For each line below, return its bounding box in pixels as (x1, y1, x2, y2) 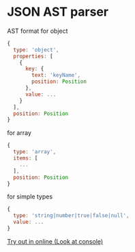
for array (7, 129, 32, 137)
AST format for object (7, 27, 68, 35)
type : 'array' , (13, 149, 57, 155)
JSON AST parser (7, 4, 109, 20)
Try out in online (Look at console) (7, 237, 104, 245)
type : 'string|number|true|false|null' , (13, 212, 130, 219)
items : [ (13, 155, 38, 162)
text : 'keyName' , (31, 72, 80, 79)
